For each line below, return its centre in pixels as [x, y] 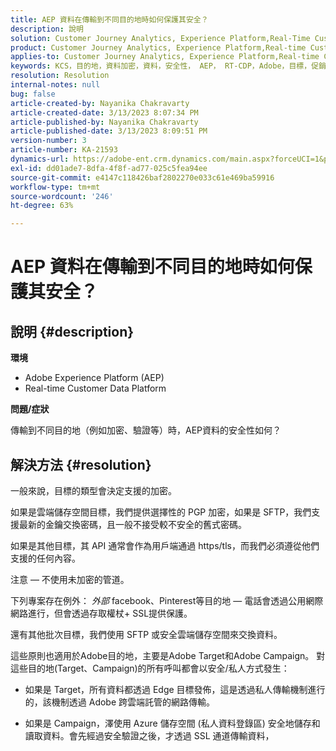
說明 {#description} [72, 331]
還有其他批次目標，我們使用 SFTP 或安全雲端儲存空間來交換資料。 [146, 634]
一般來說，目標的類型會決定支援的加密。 [93, 490]
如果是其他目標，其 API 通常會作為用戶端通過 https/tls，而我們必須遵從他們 [165, 545]
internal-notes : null [55, 85]
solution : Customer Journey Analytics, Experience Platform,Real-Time [160, 38]
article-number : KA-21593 [64, 150]
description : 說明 [47, 29]
